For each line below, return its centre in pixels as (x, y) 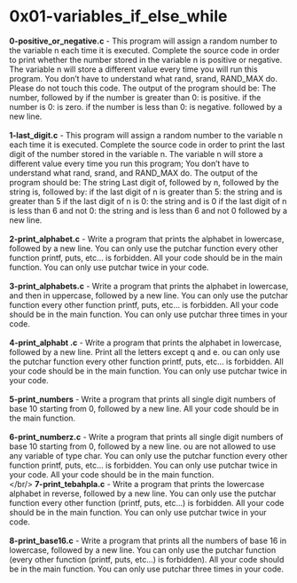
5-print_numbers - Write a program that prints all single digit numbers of (143, 399)
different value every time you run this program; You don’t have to (129, 163)
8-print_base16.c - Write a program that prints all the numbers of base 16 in (148, 540)
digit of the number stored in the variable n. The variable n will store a (136, 154)
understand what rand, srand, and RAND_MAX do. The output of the (134, 173)
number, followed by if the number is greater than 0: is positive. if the (135, 97)
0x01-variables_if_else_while (118, 16)
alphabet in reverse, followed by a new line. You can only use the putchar (143, 493)
